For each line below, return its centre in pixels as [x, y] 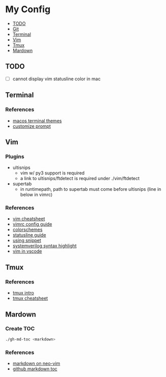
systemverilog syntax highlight [45, 246]
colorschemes [27, 229]
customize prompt [32, 126]
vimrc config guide [32, 224]
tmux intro [23, 293]
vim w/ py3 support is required [52, 173]
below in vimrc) [36, 195]
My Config [28, 9]
